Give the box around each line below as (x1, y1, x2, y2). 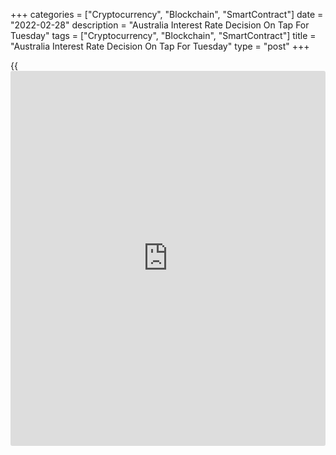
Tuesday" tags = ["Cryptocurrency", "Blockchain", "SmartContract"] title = (10, 30, 317, 41)
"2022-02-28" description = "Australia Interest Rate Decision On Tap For (10, 19, 310, 31)
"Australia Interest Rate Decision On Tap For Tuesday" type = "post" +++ (10, 40, 310, 52)
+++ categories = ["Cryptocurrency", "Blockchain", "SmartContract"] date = (10, 9, 324, 20)
